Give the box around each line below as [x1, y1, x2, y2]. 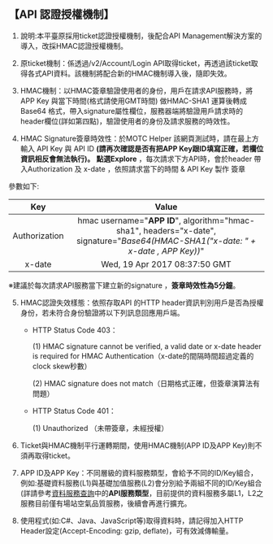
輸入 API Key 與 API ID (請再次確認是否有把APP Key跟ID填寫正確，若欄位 [19, 143, 264, 153]
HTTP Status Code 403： [32, 324, 118, 335]
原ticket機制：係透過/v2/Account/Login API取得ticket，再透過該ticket [19, 58, 252, 67]
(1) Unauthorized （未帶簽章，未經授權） [32, 423, 169, 433]
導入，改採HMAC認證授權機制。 [19, 41, 128, 50]
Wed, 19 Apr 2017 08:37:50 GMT [101, 259, 232, 270]
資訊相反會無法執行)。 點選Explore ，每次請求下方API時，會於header [19, 154, 253, 163]
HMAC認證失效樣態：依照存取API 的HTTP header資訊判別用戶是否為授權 [19, 298, 264, 307]
